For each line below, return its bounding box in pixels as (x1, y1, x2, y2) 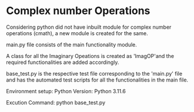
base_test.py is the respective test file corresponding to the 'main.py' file (6, 70, 183, 77)
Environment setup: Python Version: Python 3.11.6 (6, 87, 126, 94)
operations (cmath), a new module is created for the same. (6, 29, 148, 36)
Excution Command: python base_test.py (6, 99, 106, 106)
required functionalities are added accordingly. (6, 59, 119, 66)
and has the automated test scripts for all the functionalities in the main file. (6, 76, 189, 83)
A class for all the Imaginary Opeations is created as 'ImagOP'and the (6, 52, 175, 59)
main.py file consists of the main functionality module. (6, 41, 137, 48)
